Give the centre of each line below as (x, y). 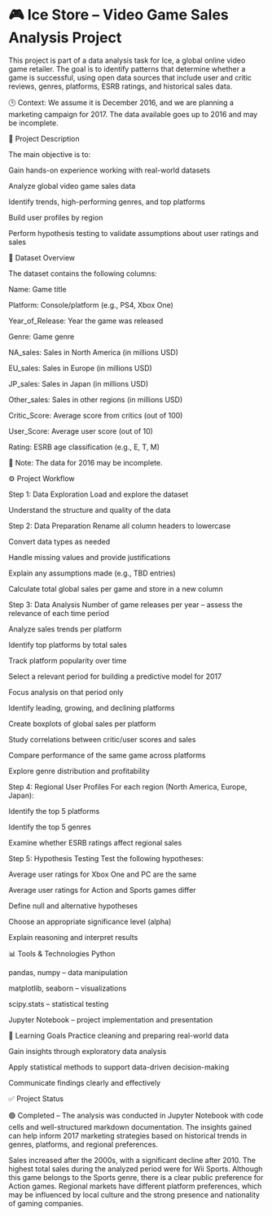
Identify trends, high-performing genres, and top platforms (107, 201)
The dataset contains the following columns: (83, 273)
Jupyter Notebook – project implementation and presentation (111, 1019)
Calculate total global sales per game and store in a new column (116, 588)
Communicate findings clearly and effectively (85, 1083)
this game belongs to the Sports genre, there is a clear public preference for (136, 1177)
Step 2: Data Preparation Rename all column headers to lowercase (120, 526)
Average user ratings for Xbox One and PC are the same (103, 874)
